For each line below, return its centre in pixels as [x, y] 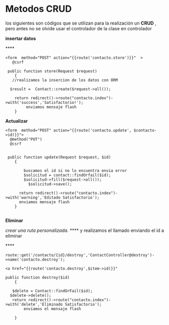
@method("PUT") [26, 139]
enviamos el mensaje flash [52, 309]
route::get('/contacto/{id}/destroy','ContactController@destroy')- [80, 255]
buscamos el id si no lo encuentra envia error [75, 170]
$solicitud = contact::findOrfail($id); [67, 175]
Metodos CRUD [38, 9]
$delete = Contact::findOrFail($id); [52, 291]
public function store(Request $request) [52, 71]
